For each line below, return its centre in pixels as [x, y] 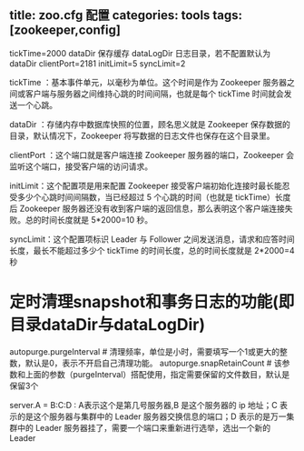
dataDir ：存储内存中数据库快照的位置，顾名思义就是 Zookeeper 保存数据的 [150, 124]
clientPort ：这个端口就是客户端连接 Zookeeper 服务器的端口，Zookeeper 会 [152, 155]
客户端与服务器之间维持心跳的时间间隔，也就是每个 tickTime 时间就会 [154, 94]
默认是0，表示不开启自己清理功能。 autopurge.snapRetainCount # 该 [154, 363]
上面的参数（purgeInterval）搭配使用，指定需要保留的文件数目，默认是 [157, 374]
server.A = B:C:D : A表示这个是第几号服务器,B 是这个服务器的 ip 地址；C [144, 405]
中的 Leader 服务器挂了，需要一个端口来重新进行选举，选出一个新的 [143, 427]
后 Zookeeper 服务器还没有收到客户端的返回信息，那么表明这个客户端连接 [147, 208]
